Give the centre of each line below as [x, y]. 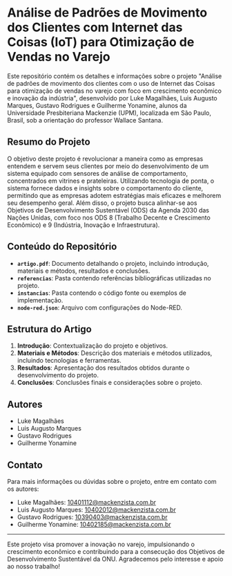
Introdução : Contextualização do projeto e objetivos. [92, 346]
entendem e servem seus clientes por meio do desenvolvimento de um [108, 166]
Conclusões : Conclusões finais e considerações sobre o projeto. [109, 383]
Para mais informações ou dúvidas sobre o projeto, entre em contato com [112, 481]
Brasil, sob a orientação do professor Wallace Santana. [85, 120]
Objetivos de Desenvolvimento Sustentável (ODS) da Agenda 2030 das [108, 210]
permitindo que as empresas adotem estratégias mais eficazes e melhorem [114, 195]
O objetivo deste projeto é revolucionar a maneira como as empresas [105, 159]
